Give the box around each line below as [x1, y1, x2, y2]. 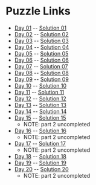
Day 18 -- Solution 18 [14, 152, 67, 160]
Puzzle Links [5, 4, 71, 18]
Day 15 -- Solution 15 [14, 114, 66, 122]
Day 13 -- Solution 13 [14, 101, 67, 108]
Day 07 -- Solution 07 [14, 62, 68, 70]
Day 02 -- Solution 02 [14, 30, 69, 37]
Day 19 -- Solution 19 [14, 159, 67, 166]
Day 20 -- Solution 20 [14, 165, 69, 173]
